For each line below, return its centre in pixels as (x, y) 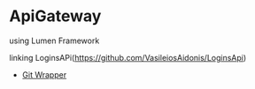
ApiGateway (55, 16)
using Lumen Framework (54, 41)
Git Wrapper (44, 74)
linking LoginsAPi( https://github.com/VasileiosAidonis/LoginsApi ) (128, 57)
